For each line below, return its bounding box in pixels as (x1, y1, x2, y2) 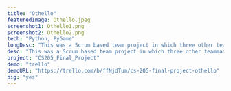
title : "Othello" (7, 10, 57, 17)
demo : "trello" (7, 61, 51, 68)
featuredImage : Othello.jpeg (7, 16, 91, 23)
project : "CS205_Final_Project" (7, 55, 100, 62)
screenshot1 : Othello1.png (7, 23, 85, 29)
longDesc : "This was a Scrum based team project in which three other (7, 42, 214, 49)
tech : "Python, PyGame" (7, 36, 76, 42)
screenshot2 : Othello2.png (7, 29, 85, 36)
